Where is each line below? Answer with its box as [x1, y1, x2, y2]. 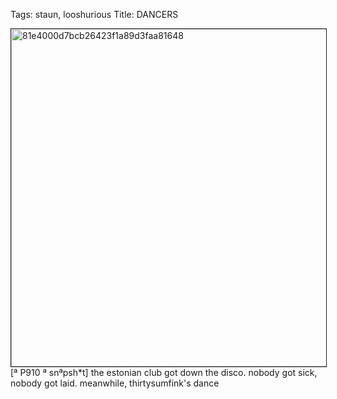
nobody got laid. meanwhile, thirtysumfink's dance [10, 377, 220, 389]
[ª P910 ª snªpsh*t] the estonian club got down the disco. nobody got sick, [10, 367, 318, 378]
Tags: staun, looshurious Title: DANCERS [10, 9, 179, 20]
